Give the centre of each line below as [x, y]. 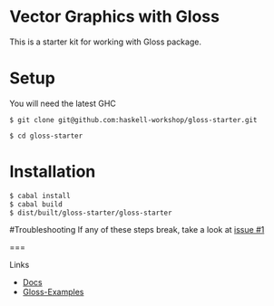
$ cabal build [36, 204]
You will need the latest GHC [63, 103]
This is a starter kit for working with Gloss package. [106, 42]
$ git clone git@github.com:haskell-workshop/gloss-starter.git [133, 120]
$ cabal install [40, 196]
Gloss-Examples [53, 292]
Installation [53, 172]
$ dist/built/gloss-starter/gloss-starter [91, 213]
